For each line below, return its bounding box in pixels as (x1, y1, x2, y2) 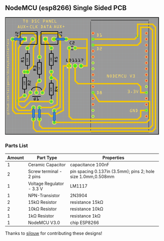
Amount (7, 155, 24, 161)
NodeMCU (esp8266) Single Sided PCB (5, 4, 127, 12)
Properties (102, 155, 124, 161)
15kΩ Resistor (28, 200, 57, 205)
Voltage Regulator (28, 181, 64, 186)
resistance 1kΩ (70, 213, 101, 219)
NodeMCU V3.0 (28, 220, 60, 225)
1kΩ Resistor (28, 213, 54, 219)
